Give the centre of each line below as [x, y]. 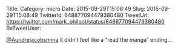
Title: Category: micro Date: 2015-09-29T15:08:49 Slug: [76, 9]
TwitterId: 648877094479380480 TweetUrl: [94, 15]
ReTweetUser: [24, 28]
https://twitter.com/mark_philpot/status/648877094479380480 [85, 21]
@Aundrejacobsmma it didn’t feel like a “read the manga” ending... [89, 40]
